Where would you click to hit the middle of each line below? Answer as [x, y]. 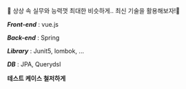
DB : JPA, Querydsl [34, 64]
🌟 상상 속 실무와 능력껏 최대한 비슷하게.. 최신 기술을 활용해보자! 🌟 [94, 11]
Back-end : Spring [33, 38]
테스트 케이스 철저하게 [37, 78]
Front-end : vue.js [33, 24]
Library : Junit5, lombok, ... [46, 51]
